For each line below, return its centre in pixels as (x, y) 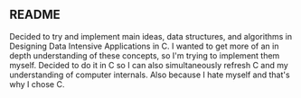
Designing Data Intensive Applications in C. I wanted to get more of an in (144, 46)
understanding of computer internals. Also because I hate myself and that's (150, 75)
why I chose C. (37, 84)
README (35, 15)
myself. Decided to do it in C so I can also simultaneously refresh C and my (149, 65)
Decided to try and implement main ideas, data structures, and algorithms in (150, 36)
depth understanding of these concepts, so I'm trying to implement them (145, 55)
